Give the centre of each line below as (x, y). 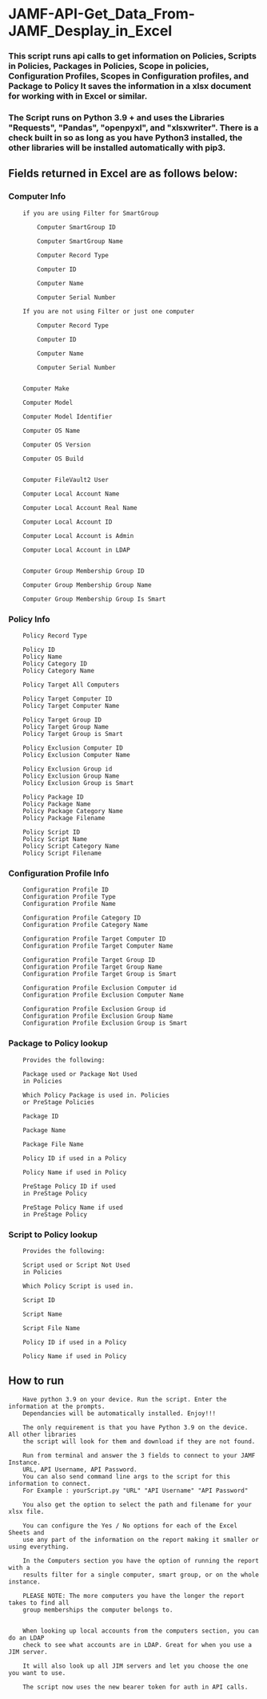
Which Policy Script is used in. (78, 1286)
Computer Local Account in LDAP (76, 550)
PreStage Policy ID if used (69, 1186)
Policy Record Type (55, 636)
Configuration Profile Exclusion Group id (94, 1009)
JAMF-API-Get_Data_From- (102, 14)
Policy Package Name (57, 804)
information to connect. (50, 1483)
